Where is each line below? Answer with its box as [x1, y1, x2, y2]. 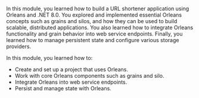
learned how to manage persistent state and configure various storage [6, 37, 179, 43]
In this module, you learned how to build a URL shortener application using [6, 5, 189, 12]
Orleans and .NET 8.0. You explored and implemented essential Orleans [6, 11, 182, 18]
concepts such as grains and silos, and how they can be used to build [6, 18, 178, 24]
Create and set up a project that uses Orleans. [14, 66, 128, 73]
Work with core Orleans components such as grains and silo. [14, 72, 165, 79]
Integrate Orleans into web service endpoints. [14, 78, 128, 86]
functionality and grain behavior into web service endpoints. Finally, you [6, 30, 183, 37]
